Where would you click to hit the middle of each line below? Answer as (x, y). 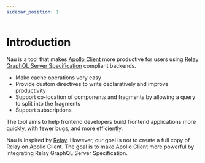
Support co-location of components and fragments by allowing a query (105, 97)
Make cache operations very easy (58, 78)
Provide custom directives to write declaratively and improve (92, 84)
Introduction (39, 42)
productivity (30, 90)
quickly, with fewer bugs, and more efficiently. (65, 128)
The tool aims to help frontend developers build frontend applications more (101, 121)
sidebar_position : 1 (33, 12)
